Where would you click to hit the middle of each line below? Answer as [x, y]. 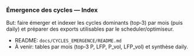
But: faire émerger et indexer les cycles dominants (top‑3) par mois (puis [95, 23]
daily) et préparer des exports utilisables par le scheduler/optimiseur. [90, 29]
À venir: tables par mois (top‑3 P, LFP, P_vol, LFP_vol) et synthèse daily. [101, 47]
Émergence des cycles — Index [52, 10]
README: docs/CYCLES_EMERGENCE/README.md [68, 41]
